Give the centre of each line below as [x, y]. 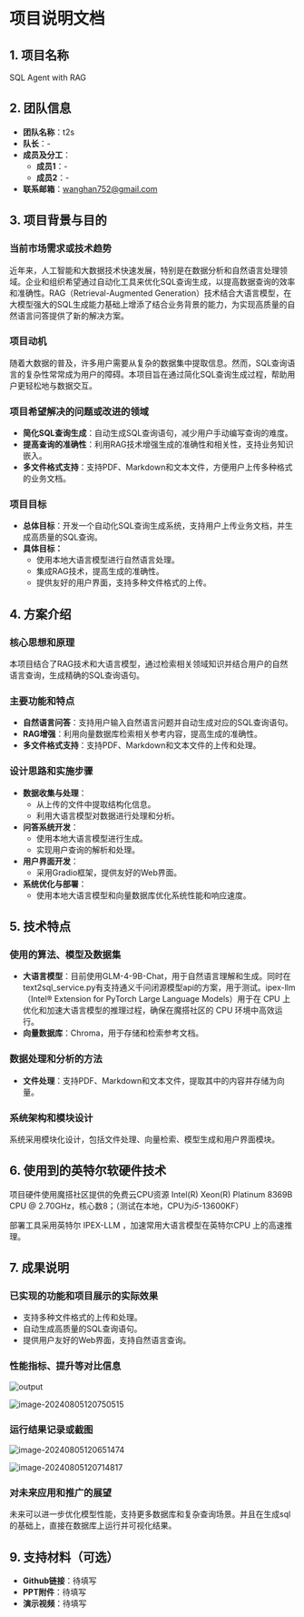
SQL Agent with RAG [48, 77]
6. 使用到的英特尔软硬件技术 [88, 1171]
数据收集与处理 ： [54, 793]
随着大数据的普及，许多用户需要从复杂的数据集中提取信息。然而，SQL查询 [148, 363]
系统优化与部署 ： [54, 884]
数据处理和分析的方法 [56, 1059]
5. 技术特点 [40, 927]
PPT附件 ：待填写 [54, 1592]
